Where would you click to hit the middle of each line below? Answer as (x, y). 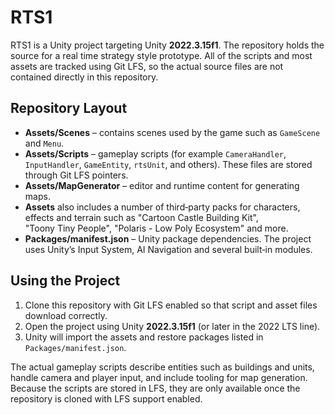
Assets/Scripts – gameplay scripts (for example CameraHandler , (155, 153)
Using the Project (65, 281)
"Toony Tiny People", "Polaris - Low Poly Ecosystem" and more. (156, 228)
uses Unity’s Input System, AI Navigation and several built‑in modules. (168, 249)
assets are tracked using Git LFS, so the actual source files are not (147, 66)
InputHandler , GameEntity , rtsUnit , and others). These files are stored (168, 164)
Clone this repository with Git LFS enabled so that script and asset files (171, 305)
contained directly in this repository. (84, 77)
